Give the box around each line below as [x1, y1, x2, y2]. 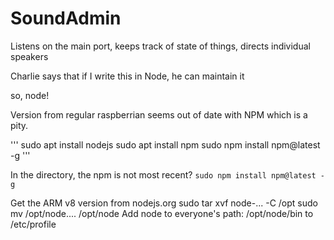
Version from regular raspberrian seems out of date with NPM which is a [10, 108, 308, 121]
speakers [10, 50, 49, 62]
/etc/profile [10, 218, 57, 230]
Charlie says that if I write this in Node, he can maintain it [10, 70, 245, 82]
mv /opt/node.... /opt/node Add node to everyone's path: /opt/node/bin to [10, 207, 314, 219]
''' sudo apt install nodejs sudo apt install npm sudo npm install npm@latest [10, 138, 321, 151]
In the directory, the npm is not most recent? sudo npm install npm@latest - [10, 168, 326, 181]
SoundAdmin [10, 7, 122, 30]
